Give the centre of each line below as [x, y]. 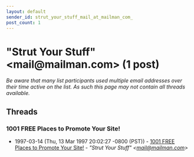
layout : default [26, 12]
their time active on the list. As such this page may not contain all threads [96, 87]
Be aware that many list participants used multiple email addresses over [94, 81]
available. [18, 93]
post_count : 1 [24, 22]
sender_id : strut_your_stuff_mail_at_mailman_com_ [70, 17]
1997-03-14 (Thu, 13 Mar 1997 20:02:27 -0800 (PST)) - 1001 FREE [95, 141]
